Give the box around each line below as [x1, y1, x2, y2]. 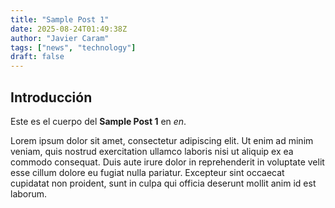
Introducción [10, 89, 93, 106]
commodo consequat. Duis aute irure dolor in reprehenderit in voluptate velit [10, 156, 325, 168]
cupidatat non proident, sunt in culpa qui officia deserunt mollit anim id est [10, 177, 317, 189]
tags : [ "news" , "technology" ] [10, 42, 137, 53]
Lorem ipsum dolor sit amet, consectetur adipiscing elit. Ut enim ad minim [10, 134, 314, 146]
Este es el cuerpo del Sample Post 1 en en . [10, 115, 187, 127]
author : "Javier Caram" [10, 33, 110, 43]
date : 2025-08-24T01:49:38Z [10, 24, 128, 34]
